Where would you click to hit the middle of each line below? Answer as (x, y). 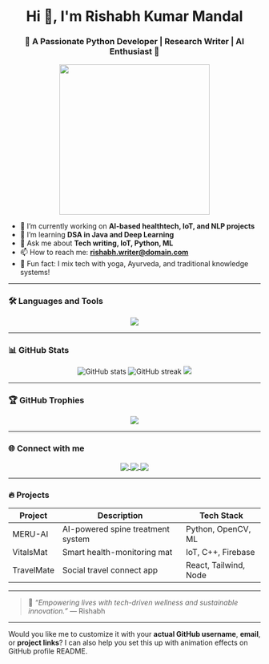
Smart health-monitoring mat (117, 553)
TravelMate (33, 570)
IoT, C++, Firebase (220, 553)
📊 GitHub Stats (39, 350)
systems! (35, 273)
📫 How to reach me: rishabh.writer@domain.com (104, 253)
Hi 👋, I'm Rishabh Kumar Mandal (134, 16)
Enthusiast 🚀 (134, 51)
